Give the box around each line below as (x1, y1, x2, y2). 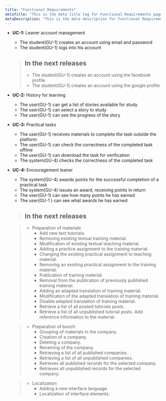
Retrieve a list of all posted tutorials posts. (39, 304, 125, 309)
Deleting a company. (39, 339, 82, 345)
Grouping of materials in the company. (39, 329, 118, 334)
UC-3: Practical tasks (12, 122, 56, 128)
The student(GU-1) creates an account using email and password (19, 39, 153, 45)
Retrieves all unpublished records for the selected (39, 365, 141, 371)
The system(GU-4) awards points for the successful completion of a (19, 177, 159, 182)
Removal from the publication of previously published (39, 277, 148, 283)
